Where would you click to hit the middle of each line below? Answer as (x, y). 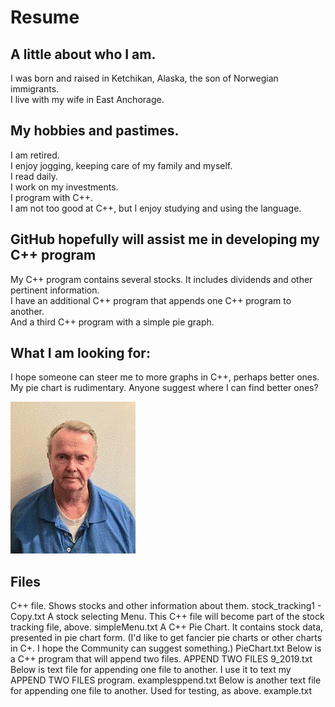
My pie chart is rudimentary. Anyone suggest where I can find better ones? (164, 388)
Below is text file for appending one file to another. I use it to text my (151, 670)
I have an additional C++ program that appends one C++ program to (151, 300)
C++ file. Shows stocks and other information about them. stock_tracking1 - (166, 606)
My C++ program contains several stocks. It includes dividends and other (161, 279)
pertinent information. (55, 290)
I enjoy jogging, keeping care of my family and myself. (121, 165)
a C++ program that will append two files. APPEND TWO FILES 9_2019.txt (161, 659)
